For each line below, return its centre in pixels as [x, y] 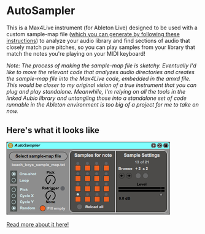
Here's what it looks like [53, 130]
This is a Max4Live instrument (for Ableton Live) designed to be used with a [102, 28]
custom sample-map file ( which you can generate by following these [93, 34]
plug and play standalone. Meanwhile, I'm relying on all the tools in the [96, 91]
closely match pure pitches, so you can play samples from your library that [101, 47]
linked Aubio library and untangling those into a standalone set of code [97, 98]
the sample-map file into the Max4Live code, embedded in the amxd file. [99, 78]
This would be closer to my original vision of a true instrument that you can [102, 85]
